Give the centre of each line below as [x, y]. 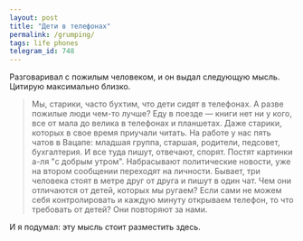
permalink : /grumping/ [52, 34]
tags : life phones [44, 43]
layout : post [34, 18]
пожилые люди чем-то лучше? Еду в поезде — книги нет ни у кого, [161, 114]
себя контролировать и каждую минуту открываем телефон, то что [162, 200]
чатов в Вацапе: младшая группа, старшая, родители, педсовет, [156, 143]
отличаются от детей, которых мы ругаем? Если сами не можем [156, 190]
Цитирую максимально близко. [70, 87]
